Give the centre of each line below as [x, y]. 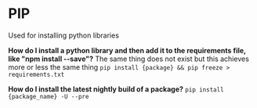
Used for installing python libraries [64, 35]
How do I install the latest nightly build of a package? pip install [116, 89]
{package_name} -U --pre [49, 96]
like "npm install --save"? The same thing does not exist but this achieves [128, 59]
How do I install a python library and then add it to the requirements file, [127, 50]
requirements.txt [36, 74]
